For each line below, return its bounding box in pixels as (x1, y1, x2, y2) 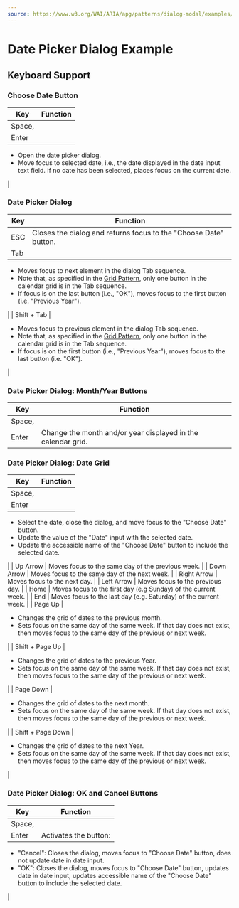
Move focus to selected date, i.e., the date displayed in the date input (17, 158, 221, 167)
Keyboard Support (7, 69, 91, 82)
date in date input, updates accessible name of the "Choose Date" (17, 871, 212, 880)
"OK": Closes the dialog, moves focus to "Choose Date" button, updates (17, 863, 229, 872)
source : (7, 10, 31, 18)
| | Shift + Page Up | (7, 643, 65, 651)
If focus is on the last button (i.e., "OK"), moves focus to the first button (17, 289, 227, 297)
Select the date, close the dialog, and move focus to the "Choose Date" (17, 518, 227, 527)
